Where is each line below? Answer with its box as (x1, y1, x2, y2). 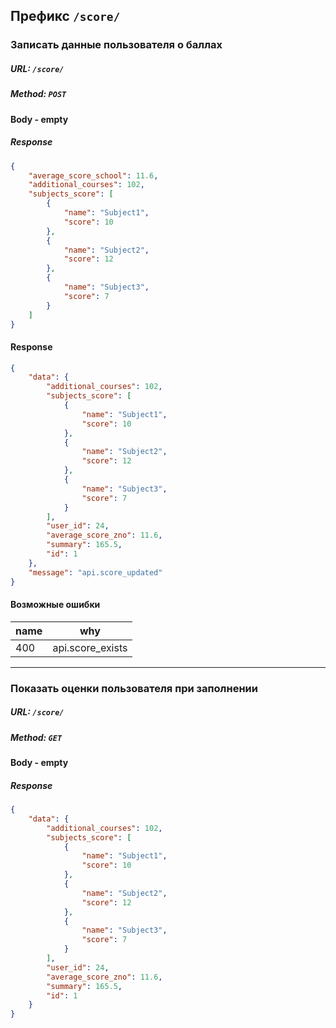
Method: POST (10, 88, 67, 100)
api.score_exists (52, 640, 128, 654)
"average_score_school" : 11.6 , (28, 170, 159, 181)
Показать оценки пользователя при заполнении (10, 681, 258, 695)
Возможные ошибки (10, 599, 101, 611)
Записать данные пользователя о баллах (10, 38, 223, 52)
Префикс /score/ (10, 8, 121, 25)
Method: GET (10, 731, 63, 743)
